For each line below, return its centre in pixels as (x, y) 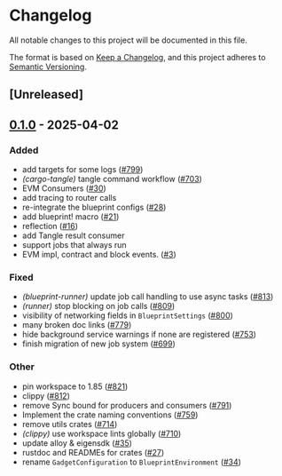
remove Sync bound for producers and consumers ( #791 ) (127, 405)
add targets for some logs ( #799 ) (82, 170)
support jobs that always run (74, 245)
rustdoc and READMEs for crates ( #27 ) (93, 452)
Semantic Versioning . (48, 67)
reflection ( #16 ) (50, 226)
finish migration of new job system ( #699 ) (98, 344)
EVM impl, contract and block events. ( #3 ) (99, 255)
